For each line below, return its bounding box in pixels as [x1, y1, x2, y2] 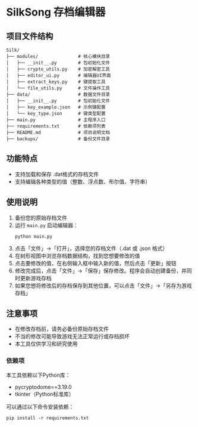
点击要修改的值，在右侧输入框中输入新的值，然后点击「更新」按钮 [14, 259, 177, 267]
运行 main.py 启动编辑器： [14, 221, 78, 228]
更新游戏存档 [20, 274, 52, 281]
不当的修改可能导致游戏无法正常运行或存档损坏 [14, 333, 130, 340]
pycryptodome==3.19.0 [14, 383, 73, 391]
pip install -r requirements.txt [6, 415, 89, 421]
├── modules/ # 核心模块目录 [6, 54, 110, 60]
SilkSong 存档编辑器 [6, 5, 106, 19]
